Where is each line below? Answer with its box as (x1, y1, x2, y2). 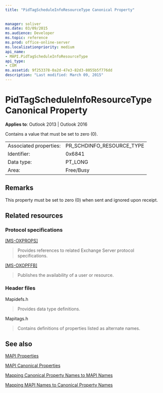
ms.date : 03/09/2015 (5, 26, 48, 31)
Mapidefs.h (5, 296, 28, 302)
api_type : (5, 59, 26, 64)
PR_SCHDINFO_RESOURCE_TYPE (65, 142, 145, 149)
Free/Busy (65, 166, 90, 173)
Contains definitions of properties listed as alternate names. (17, 325, 141, 331)
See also (5, 340, 32, 348)
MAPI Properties (5, 353, 39, 359)
